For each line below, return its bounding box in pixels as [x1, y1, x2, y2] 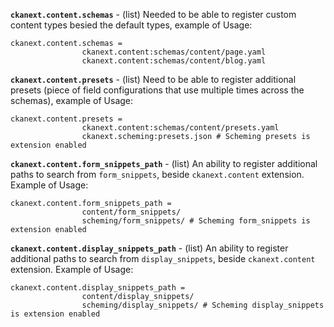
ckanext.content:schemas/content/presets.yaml [81, 123, 280, 133]
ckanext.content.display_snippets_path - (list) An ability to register [10, 242, 289, 254]
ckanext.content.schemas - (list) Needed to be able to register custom [10, 9, 297, 20]
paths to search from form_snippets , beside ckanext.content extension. [10, 169, 305, 180]
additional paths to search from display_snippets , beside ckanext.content [10, 253, 316, 264]
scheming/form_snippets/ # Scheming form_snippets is [81, 216, 311, 226]
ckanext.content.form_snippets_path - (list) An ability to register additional [10, 158, 318, 169]
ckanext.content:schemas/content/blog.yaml [81, 56, 267, 66]
